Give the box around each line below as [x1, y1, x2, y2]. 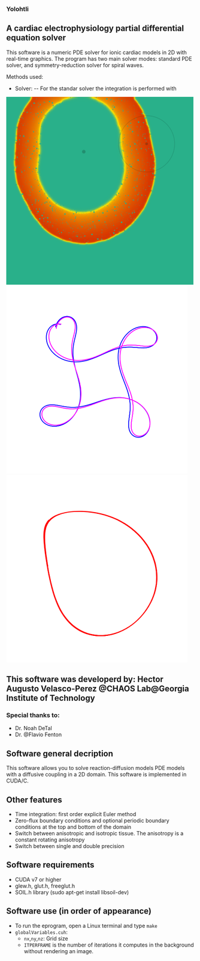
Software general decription [6, 748, 114, 758]
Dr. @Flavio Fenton [14, 731, 62, 738]
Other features [6, 795, 62, 805]
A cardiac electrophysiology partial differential [6, 23, 184, 34]
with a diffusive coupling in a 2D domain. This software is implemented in [6, 771, 187, 778]
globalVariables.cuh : [14, 928, 68, 936]
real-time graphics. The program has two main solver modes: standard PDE [6, 55, 193, 62]
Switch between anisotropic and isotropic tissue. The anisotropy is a [14, 830, 184, 837]
